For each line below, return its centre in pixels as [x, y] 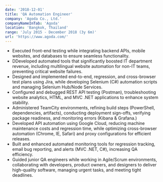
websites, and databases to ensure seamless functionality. [71, 56]
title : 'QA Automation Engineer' [39, 14]
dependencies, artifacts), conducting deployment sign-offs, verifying [81, 113]
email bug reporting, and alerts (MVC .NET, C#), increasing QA [75, 149]
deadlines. [22, 175]
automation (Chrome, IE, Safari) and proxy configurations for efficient [81, 133]
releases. [21, 139]
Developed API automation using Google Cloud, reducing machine [78, 123]
